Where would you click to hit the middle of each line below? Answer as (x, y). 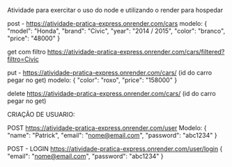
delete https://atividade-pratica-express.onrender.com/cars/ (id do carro (111, 94)
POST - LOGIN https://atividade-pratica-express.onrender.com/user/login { (115, 149)
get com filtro (27, 52)
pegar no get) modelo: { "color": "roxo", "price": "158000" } (92, 80)
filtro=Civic (23, 59)
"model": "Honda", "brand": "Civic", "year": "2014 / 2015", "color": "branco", (116, 31)
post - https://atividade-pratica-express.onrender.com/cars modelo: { (107, 23)
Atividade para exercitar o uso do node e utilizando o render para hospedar (115, 10)
